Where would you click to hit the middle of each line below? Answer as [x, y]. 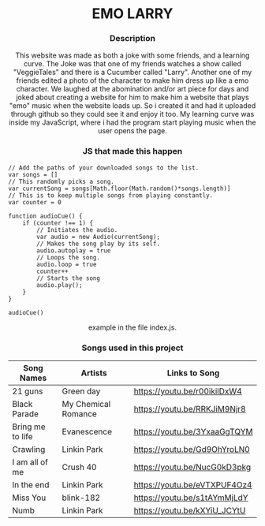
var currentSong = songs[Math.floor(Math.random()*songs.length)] [119, 188]
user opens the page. [132, 131]
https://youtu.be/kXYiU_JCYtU [190, 511]
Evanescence [87, 432]
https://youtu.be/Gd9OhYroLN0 [192, 450]
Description [132, 39]
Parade [26, 414]
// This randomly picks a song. [61, 181]
